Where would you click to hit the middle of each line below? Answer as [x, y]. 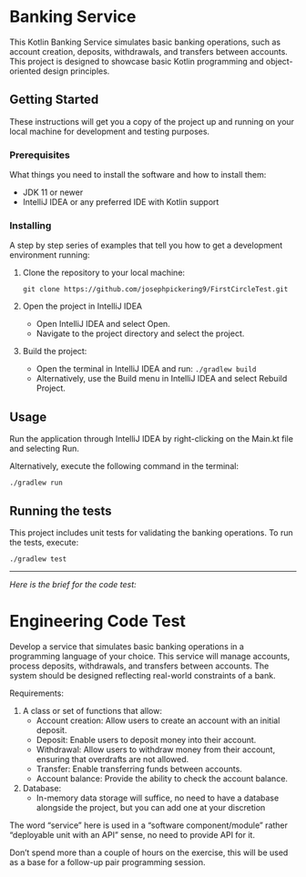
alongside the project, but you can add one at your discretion [151, 807]
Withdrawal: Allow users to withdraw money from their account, [156, 750]
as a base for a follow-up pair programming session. [108, 862]
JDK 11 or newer [53, 192]
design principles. [76, 71]
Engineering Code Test [98, 622]
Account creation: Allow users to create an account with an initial [158, 720]
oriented [25, 71]
